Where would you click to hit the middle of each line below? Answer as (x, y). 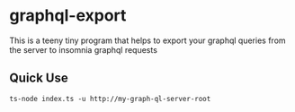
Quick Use (39, 78)
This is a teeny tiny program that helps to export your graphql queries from (147, 40)
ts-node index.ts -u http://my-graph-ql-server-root (110, 99)
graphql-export (68, 16)
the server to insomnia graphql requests (83, 49)
